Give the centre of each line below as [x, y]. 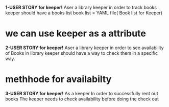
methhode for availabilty [58, 79]
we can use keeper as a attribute [76, 34]
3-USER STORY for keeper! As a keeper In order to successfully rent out [82, 93]
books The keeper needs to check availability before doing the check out [82, 99]
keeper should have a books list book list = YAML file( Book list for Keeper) [84, 13]
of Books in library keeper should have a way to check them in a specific [82, 53]
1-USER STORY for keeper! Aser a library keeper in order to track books [81, 7]
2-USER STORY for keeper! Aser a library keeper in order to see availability [85, 48]
